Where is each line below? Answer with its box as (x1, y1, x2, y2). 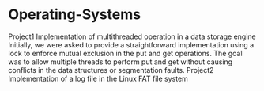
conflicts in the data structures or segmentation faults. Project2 (8, 65, 214, 74)
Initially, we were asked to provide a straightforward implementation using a (8, 40, 255, 49)
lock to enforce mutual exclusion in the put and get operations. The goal (8, 48, 243, 58)
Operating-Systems (8, 6, 141, 24)
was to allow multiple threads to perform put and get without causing (8, 57, 233, 66)
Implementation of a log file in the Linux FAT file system (8, 74, 188, 83)
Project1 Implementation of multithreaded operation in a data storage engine (8, 32, 256, 41)
